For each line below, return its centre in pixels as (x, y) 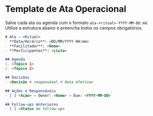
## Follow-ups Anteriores (31, 104)
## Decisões (17, 78)
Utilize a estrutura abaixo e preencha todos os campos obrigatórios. (74, 28)
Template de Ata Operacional (66, 9)
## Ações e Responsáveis (31, 91)
